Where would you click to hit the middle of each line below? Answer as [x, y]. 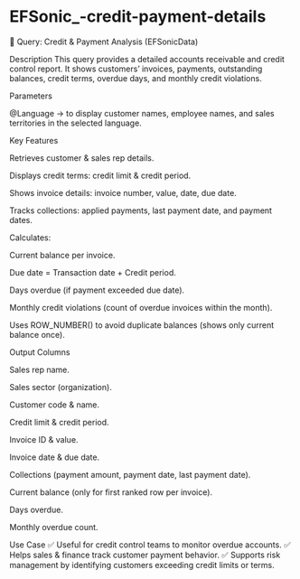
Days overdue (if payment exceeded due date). [97, 290]
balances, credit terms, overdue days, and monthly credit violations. [136, 78]
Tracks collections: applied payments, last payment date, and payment [141, 210]
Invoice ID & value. [44, 439]
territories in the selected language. [75, 123]
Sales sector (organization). [61, 387]
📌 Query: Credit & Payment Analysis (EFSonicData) [104, 42]
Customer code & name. [54, 405]
